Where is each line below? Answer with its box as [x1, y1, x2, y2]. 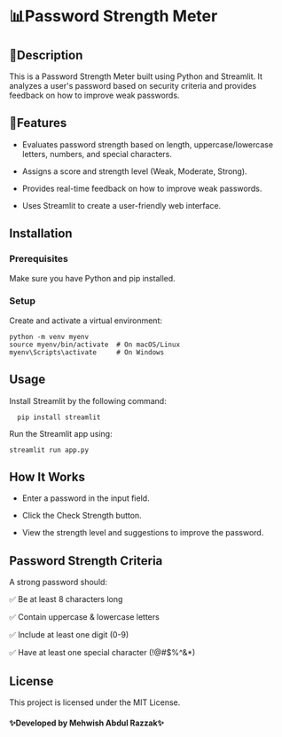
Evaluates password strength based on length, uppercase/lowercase [21, 139, 273, 150]
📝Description [9, 47, 83, 62]
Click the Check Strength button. [21, 511, 142, 521]
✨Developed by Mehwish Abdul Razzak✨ [9, 717, 164, 728]
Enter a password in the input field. [21, 493, 150, 503]
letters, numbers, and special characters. [21, 148, 173, 159]
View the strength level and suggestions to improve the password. [21, 527, 264, 538]
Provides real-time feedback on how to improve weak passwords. [21, 183, 262, 194]
